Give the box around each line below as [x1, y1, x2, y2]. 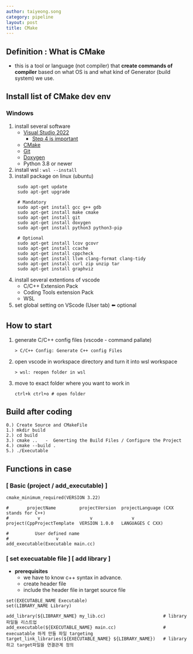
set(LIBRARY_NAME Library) [6, 603, 72, 609]
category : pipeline [6, 14, 54, 20]
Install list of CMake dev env [6, 92, 111, 101]
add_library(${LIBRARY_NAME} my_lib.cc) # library [6, 614, 187, 619]
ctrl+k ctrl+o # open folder [14, 391, 86, 397]
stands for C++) [6, 510, 46, 516]
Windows [6, 109, 34, 117]
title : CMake [6, 25, 38, 31]
